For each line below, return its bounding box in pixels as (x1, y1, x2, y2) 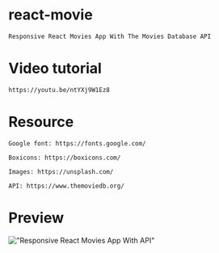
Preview (8, 209, 65, 227)
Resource (8, 113, 74, 131)
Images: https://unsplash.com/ (8, 167, 114, 175)
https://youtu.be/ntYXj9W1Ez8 (8, 86, 111, 94)
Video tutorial (8, 59, 103, 78)
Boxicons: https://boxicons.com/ (8, 154, 121, 162)
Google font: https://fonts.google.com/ (8, 139, 147, 147)
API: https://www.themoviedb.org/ (8, 182, 125, 190)
